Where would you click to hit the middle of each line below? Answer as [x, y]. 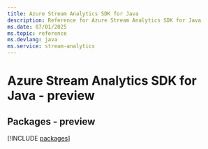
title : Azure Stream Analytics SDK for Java [73, 14]
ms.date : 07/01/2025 [37, 27]
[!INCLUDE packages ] [39, 138]
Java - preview [51, 96]
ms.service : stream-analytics [51, 46]
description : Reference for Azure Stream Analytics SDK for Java [104, 20]
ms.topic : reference [37, 33]
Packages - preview [51, 121]
